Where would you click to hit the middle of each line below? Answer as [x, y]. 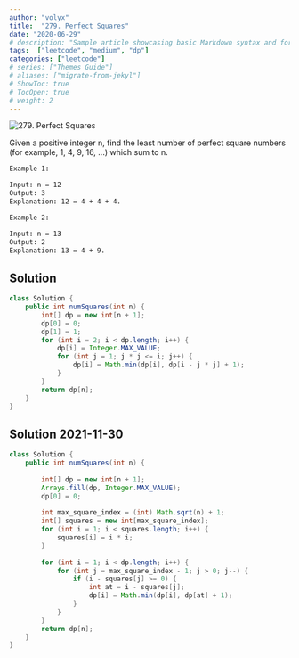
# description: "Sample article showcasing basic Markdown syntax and [143, 42]
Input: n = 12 [36, 185]
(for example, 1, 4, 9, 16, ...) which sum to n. [89, 152]
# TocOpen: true [39, 92]
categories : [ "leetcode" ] [57, 59]
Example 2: [29, 218]
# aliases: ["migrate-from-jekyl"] [75, 76]
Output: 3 [28, 193]
